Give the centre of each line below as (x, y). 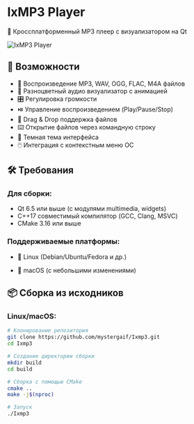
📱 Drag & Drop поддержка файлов (67, 119)
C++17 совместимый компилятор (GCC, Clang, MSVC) (98, 216)
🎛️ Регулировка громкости (57, 99)
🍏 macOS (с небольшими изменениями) (77, 270)
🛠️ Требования (41, 170)
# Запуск (20, 407)
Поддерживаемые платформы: (64, 242)
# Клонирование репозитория (48, 331)
